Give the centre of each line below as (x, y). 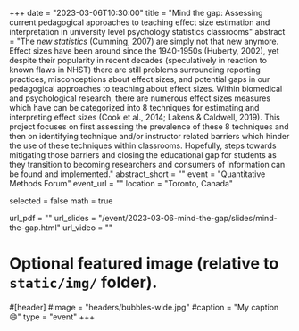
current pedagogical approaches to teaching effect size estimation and (140, 22)
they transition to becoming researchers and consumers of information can (147, 165)
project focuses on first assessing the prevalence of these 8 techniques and (149, 127)
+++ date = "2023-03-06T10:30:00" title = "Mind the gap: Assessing (136, 13)
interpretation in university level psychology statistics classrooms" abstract (147, 32)
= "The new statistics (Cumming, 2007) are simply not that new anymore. (144, 41)
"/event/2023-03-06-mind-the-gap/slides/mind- (188, 218)
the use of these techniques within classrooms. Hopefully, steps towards (143, 145)
